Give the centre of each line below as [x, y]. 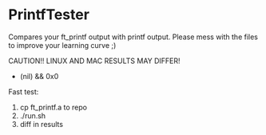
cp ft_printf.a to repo [54, 107]
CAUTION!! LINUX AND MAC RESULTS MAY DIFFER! [95, 61]
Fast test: [24, 91]
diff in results [42, 124]
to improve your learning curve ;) [62, 45]
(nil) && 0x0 [39, 76]
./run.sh [33, 115]
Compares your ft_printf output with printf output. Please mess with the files [133, 37]
